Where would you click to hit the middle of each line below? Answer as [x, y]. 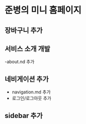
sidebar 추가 [24, 115]
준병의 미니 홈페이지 [43, 10]
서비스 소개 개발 [27, 49]
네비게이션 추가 [27, 79]
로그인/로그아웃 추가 [31, 98]
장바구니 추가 [24, 30]
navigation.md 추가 [31, 92]
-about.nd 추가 [19, 62]
